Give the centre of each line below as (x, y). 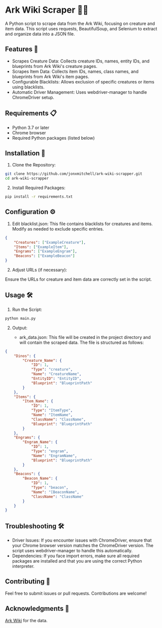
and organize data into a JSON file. (40, 34)
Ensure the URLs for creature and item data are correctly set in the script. (79, 279)
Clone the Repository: (34, 165)
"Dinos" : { (25, 356)
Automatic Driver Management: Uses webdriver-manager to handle (80, 92)
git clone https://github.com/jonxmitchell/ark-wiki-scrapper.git (74, 174)
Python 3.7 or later (31, 127)
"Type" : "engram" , (50, 451)
